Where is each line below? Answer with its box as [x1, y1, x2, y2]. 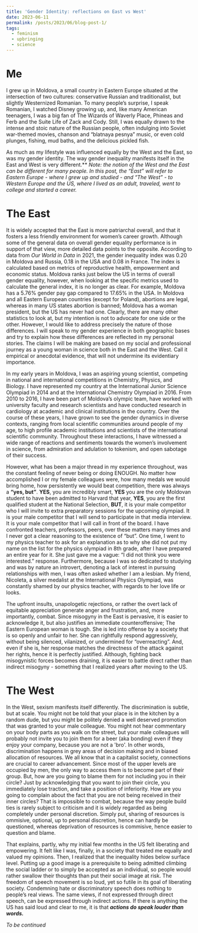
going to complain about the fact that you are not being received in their [6, 791, 181, 799]
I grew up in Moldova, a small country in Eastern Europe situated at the [6, 86, 178, 93]
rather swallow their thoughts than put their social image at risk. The [6, 872, 173, 879]
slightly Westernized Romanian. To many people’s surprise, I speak [6, 99, 169, 106]
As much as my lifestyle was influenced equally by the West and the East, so [6, 148, 193, 156]
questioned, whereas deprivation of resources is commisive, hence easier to [6, 823, 193, 830]
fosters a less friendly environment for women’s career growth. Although [6, 233, 183, 240]
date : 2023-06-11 [6, 14, 49, 20]
